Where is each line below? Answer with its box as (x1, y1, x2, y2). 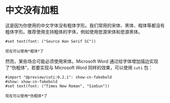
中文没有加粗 (5, 5, 59, 16)
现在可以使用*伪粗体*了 (5, 93, 48, 98)
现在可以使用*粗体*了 (5, 49, 44, 54)
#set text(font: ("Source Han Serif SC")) (5, 39, 96, 44)
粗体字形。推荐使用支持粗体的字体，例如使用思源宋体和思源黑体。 (5, 28, 143, 35)
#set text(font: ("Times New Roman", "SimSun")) (5, 83, 110, 89)
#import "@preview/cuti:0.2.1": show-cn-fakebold (5, 75, 112, 80)
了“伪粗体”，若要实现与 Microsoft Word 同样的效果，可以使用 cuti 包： (5, 64, 153, 71)
